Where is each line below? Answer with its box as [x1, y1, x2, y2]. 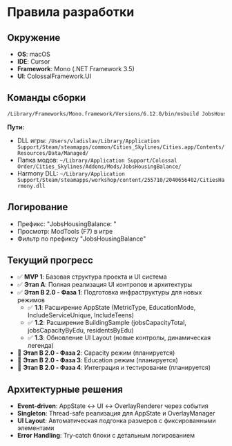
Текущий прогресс [7, 254, 93, 266]
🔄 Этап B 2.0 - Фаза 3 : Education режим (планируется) [17, 356, 178, 364]
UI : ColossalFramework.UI [17, 72, 92, 80]
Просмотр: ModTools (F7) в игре [17, 227, 113, 235]
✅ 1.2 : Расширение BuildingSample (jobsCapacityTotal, [27, 319, 186, 327]
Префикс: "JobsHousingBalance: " [17, 219, 117, 228]
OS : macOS [17, 50, 50, 58]
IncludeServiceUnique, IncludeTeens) [27, 311, 135, 319]
